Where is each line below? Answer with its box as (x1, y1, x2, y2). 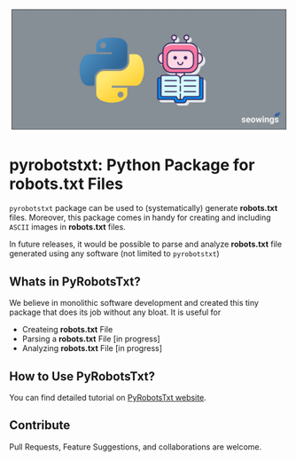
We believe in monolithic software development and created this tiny (9, 298, 260, 309)
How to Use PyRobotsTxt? (9, 369, 155, 384)
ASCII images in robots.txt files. (9, 222, 126, 232)
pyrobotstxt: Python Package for (9, 154, 255, 175)
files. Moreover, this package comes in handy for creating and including (9, 212, 272, 223)
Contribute (9, 418, 71, 433)
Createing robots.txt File (21, 324, 113, 335)
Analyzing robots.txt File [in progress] (21, 343, 162, 354)
